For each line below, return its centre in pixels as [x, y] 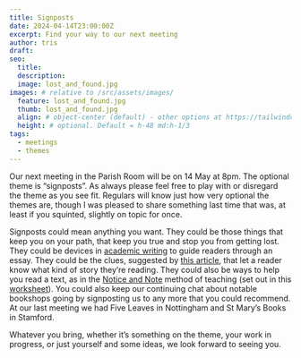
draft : [21, 51]
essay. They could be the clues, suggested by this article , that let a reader [146, 260]
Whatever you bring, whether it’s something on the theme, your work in [140, 334]
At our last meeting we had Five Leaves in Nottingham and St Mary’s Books [148, 307]
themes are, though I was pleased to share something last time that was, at [148, 205]
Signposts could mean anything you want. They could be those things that [146, 231]
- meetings [38, 142]
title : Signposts [42, 17]
